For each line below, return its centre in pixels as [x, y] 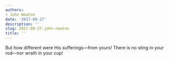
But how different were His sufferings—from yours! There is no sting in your [85, 48]
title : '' [16, 33]
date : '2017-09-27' [26, 19]
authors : [15, 10]
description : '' [22, 24]
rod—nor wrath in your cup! [34, 53]
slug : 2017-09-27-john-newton [37, 29]
